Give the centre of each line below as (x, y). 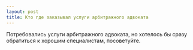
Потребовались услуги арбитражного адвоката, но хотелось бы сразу (97, 34)
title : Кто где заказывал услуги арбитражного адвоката (77, 17)
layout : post (22, 12)
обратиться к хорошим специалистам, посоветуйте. (73, 40)
